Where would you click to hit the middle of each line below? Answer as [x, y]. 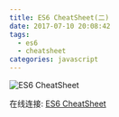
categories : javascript [54, 59]
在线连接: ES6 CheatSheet [58, 103]
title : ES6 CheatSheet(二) [59, 18]
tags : [19, 34]
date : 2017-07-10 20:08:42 [60, 26]
